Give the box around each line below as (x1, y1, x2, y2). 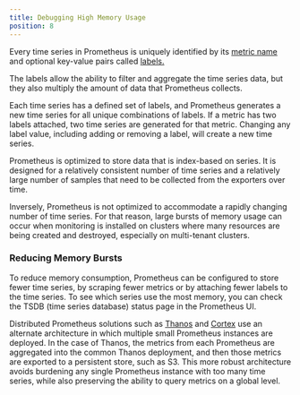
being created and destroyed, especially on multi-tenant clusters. (9, 229, 251, 240)
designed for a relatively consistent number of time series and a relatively (9, 165, 280, 176)
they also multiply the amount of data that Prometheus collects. (9, 82, 244, 93)
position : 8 (9, 21, 54, 30)
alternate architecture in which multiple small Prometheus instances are (9, 328, 273, 339)
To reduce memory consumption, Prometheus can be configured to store (9, 272, 279, 283)
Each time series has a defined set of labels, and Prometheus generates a (9, 99, 281, 110)
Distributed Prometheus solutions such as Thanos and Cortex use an (9, 318, 262, 329)
